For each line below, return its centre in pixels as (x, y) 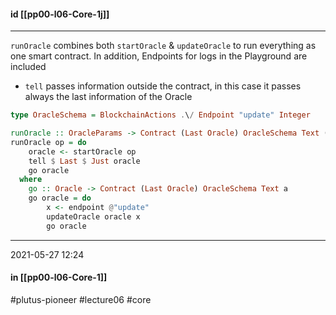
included (28, 67)
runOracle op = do (48, 142)
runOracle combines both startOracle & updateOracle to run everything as (163, 46)
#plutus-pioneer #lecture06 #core (81, 299)
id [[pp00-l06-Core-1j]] (60, 14)
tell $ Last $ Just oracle (84, 161)
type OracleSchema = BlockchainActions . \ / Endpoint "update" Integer (160, 115)
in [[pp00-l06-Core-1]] (59, 277)
